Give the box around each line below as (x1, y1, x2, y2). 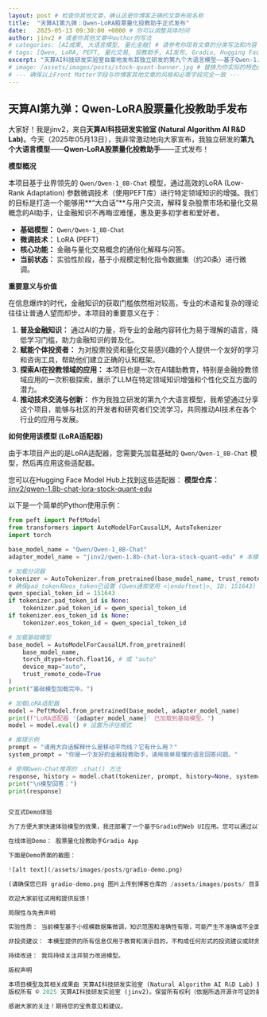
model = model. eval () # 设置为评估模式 (8, 721, 132, 729)
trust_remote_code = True (22, 671, 102, 679)
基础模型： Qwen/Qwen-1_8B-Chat (19, 225, 125, 234)
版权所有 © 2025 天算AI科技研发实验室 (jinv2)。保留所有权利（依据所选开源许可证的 (8, 988, 256, 996)
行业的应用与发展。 (19, 415, 83, 424)
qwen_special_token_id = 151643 (8, 590, 115, 597)
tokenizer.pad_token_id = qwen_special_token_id (22, 605, 187, 613)
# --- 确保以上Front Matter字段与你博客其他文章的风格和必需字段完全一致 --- (8, 71, 241, 79)
